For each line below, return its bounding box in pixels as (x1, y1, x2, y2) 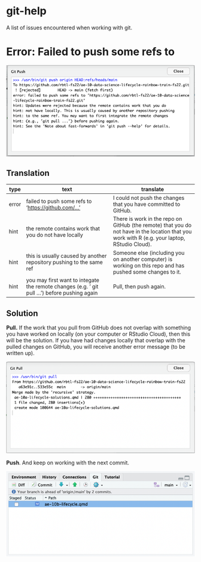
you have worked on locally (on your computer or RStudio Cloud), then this (6, 330, 190, 338)
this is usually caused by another (26, 253, 107, 260)
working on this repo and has (112, 262, 185, 269)
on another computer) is (112, 256, 173, 263)
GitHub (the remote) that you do (112, 221, 192, 229)
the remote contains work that (26, 224, 100, 232)
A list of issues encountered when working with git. (6, 24, 133, 31)
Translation (6, 168, 50, 178)
